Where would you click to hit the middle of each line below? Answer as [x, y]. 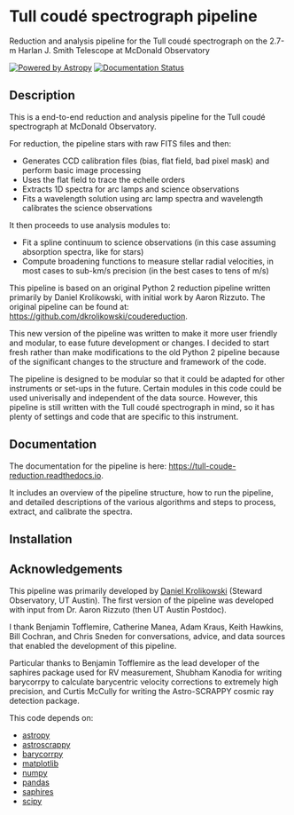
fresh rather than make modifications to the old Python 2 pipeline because [145, 352]
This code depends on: [51, 717]
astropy [36, 735]
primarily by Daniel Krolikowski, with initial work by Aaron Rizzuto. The [137, 297]
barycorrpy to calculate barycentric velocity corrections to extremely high [144, 682]
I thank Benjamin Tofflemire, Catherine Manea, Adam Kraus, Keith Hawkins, [146, 627]
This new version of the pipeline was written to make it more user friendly [143, 333]
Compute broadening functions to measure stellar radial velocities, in [148, 261]
